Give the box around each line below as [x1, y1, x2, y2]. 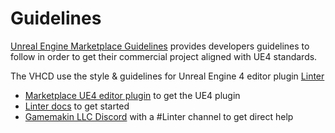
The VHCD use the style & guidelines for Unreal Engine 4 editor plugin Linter [10, 70, 325, 82]
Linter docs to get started [24, 100, 130, 112]
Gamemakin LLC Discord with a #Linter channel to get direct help [24, 110, 294, 122]
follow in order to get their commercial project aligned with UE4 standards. [10, 50, 318, 62]
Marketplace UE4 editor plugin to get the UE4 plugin [24, 89, 241, 101]
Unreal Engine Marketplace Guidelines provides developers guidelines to [10, 40, 310, 52]
